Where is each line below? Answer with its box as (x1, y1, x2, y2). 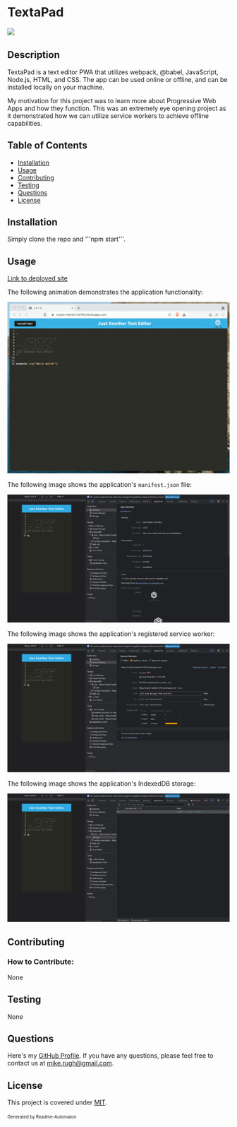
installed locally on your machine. (7, 83, 104, 91)
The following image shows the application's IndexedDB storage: (7, 779, 196, 788)
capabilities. (7, 119, 42, 127)
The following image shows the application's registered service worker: (7, 630, 215, 638)
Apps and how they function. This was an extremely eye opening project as (7, 104, 226, 112)
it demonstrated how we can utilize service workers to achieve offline (7, 111, 209, 120)
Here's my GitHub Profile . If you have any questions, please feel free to (7, 1051, 214, 1060)
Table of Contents (7, 139, 88, 152)
